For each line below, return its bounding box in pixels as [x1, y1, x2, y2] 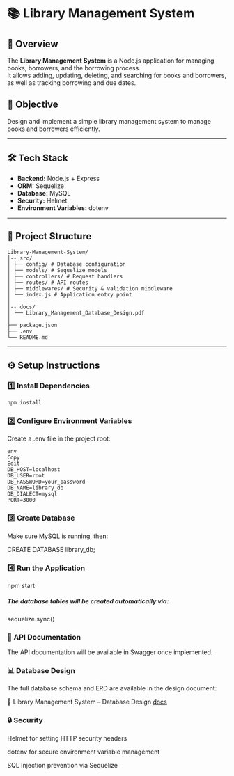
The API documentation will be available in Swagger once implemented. [7, 648, 213, 656]
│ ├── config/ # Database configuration [7, 261, 127, 268]
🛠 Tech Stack [7, 152, 68, 164]
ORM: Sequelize [17, 182, 65, 190]
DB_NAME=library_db [7, 484, 64, 491]
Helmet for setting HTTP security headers [7, 734, 127, 742]
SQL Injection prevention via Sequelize [7, 761, 118, 769]
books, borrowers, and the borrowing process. [7, 64, 141, 72]
